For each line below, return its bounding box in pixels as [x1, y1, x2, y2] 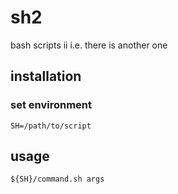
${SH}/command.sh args [10, 174, 105, 185]
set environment [10, 98, 92, 112]
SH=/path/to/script [10, 121, 92, 131]
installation [10, 68, 82, 85]
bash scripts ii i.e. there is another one [10, 39, 168, 51]
